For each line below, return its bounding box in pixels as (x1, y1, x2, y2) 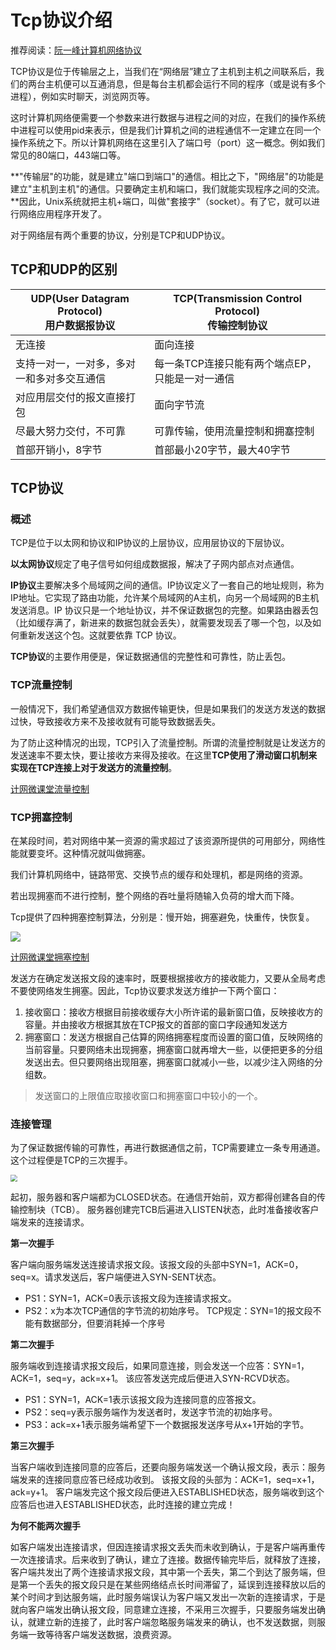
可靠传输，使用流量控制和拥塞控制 (154, 424, 315, 438)
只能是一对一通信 (154, 371, 235, 385)
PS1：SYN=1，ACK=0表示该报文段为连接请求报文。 (24, 1292, 237, 1305)
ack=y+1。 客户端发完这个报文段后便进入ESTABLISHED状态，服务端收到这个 (10, 1486, 325, 1498)
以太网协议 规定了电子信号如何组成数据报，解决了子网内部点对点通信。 (10, 558, 300, 570)
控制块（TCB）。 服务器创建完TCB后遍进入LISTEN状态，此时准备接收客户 (18, 1204, 320, 1216)
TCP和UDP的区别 (10, 261, 118, 278)
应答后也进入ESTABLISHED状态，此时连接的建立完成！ (10, 1499, 236, 1511)
